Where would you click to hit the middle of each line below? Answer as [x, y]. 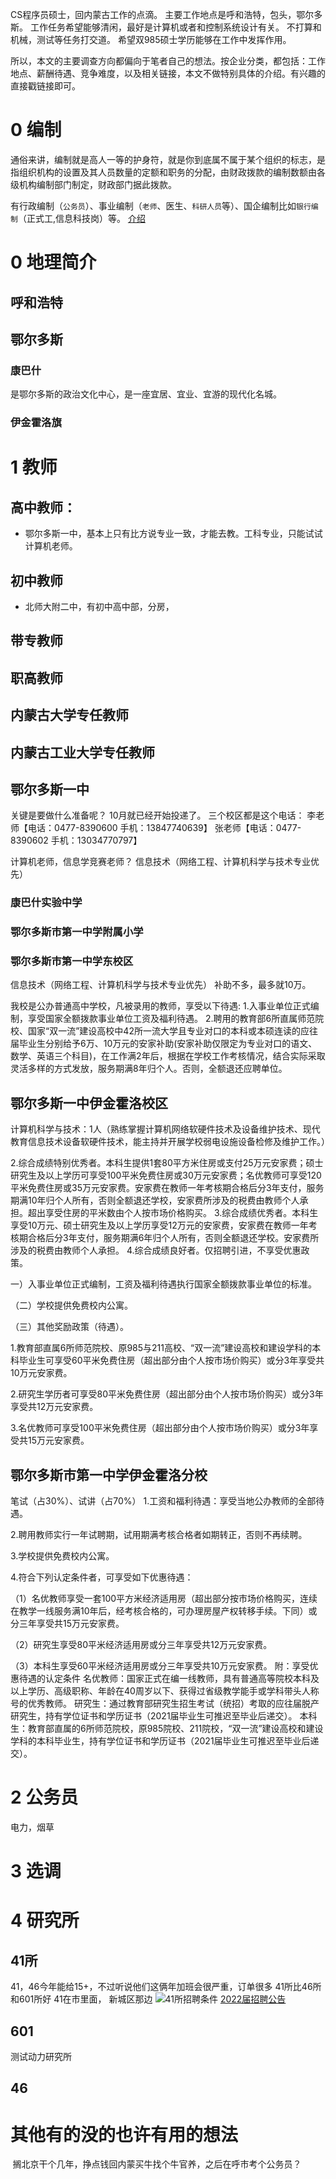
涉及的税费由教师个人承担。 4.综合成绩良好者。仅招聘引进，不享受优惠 [156, 1250]
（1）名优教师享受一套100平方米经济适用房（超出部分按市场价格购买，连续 [164, 1599]
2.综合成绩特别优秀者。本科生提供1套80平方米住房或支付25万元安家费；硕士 [167, 1163]
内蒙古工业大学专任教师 [82, 752]
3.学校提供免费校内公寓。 [62, 1556]
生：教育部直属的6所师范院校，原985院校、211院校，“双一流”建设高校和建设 [167, 1729]
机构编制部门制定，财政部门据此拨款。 [97, 184]
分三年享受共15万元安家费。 [67, 1624]
